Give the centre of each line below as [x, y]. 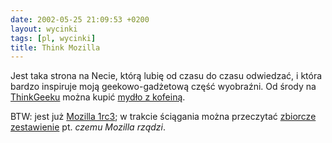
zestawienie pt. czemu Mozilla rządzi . [88, 127]
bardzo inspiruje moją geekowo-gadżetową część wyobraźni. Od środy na [163, 87]
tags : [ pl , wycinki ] [53, 38]
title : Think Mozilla [55, 47]
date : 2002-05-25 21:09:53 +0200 [80, 19]
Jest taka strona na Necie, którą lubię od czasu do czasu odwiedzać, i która [166, 76]
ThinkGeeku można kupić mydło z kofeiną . [98, 97]
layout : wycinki [44, 29]
